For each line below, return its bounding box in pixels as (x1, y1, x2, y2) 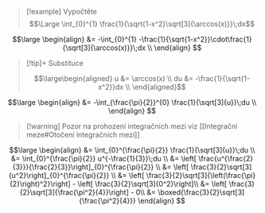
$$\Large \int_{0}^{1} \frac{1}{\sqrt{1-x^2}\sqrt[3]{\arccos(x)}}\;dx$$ (29, 19, 255, 29)
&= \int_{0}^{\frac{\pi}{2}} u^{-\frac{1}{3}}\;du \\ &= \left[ (10, 154, 197, 163)
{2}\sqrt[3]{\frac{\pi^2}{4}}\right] (19, 188, 130, 197)
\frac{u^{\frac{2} (198, 154, 254, 163)
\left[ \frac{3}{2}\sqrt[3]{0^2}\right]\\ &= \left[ (77, 179, 228, 188)
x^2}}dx (97, 83, 124, 91)
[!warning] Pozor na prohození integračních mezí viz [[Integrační (25, 122, 238, 130)
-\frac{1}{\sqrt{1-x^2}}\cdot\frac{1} (138, 35, 252, 44)
